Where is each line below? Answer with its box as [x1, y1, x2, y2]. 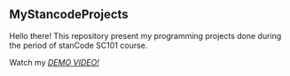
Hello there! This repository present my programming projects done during [9, 30, 282, 41]
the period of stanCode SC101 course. [9, 40, 148, 50]
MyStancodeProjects [9, 7, 129, 22]
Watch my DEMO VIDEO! [9, 57, 99, 67]
